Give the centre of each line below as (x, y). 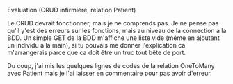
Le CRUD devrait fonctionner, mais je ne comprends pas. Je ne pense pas (113, 23)
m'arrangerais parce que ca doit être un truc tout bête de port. (97, 52)
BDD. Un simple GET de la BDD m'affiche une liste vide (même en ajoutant (114, 38)
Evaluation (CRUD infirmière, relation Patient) (72, 10)
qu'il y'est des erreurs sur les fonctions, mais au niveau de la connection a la (117, 31)
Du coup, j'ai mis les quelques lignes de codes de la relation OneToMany (111, 66)
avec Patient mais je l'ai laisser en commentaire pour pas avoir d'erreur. (110, 73)
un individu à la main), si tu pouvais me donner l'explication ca (96, 45)
